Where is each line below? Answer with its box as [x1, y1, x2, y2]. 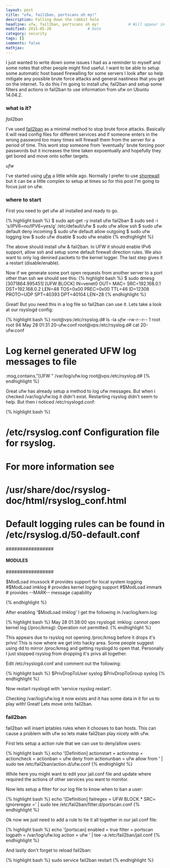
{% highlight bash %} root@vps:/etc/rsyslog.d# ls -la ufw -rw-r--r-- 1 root [6, 317, 160, 323]
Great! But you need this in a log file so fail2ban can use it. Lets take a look [6, 301, 162, 307]
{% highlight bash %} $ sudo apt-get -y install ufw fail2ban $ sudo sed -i [6, 217, 159, 224]
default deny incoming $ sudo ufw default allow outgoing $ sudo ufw [6, 229, 150, 235]
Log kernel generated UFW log [6, 345, 137, 357]
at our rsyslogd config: [6, 306, 53, 313]
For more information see [6, 461, 115, 472]
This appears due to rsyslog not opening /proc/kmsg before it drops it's [6, 634, 155, 640]
